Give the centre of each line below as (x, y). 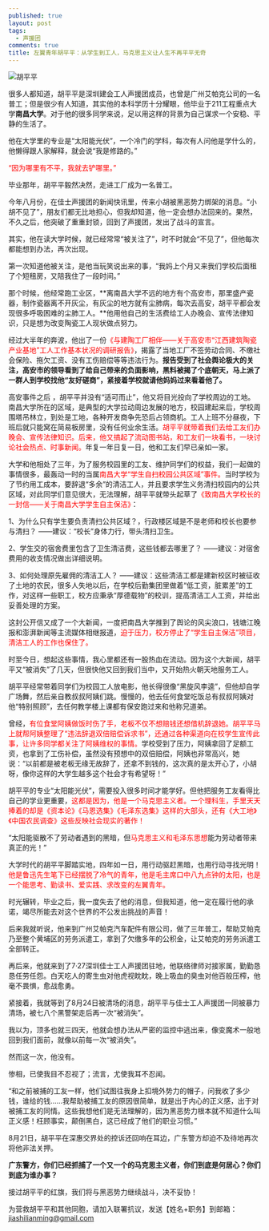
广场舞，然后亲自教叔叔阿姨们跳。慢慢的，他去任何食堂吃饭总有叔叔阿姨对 (131, 696)
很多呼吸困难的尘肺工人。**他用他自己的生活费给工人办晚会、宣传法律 (131, 313)
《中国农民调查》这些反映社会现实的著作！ (77, 821)
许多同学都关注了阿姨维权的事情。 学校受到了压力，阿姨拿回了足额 (138, 743)
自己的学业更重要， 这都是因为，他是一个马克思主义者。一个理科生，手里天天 (134, 801)
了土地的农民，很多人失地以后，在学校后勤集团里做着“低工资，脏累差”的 (127, 585)
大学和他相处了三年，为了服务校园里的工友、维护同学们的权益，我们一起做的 (134, 464)
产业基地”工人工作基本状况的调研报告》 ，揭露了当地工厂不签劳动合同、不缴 (131, 350)
